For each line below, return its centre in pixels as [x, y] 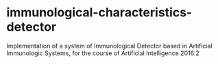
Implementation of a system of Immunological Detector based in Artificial [110, 46]
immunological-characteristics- [99, 13]
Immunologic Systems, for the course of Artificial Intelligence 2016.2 [103, 53]
